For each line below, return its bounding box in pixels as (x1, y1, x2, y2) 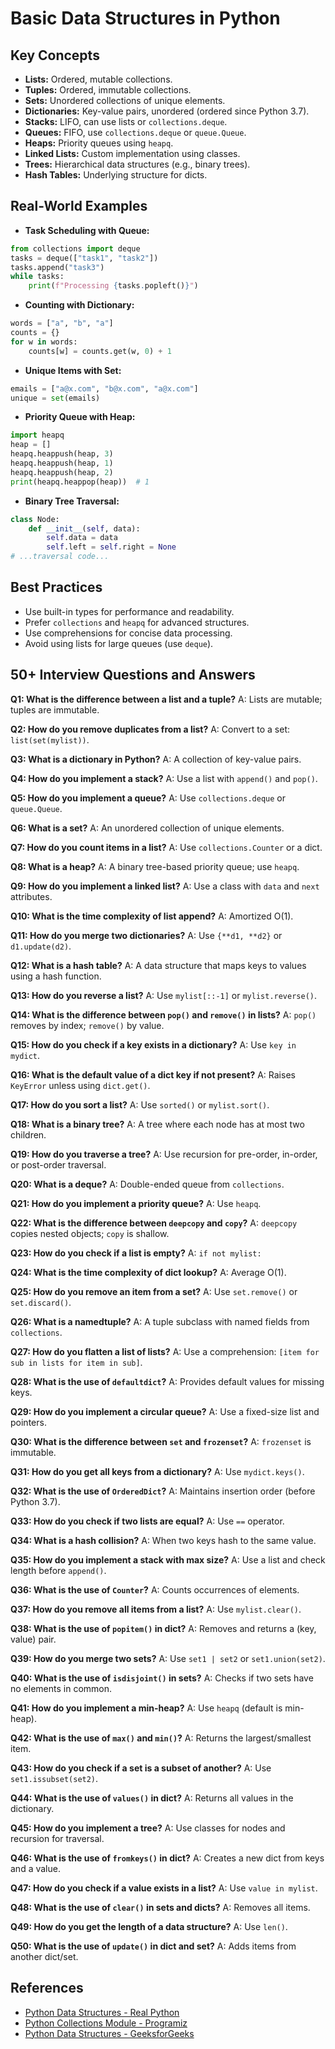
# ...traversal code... (10, 552, 110, 562)
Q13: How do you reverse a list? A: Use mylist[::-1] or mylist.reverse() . (10, 989, 318, 1001)
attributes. (10, 890, 53, 902)
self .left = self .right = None (46, 542, 177, 552)
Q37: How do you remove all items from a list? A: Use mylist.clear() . (10, 1603, 302, 1615)
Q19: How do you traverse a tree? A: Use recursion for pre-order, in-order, (10, 1148, 318, 1160)
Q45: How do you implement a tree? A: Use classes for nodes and (10, 1822, 286, 1834)
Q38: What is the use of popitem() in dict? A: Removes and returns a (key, (10, 1622, 317, 1634)
